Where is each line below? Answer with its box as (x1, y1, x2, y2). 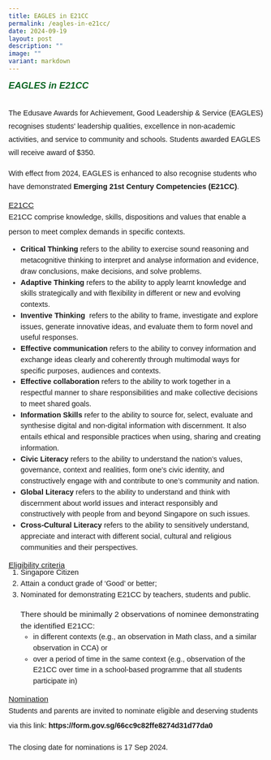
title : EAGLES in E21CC (8, 11, 89, 20)
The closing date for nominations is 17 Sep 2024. (8, 743, 169, 752)
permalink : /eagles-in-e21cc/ (8, 19, 111, 28)
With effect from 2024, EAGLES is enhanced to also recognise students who (8, 168, 257, 178)
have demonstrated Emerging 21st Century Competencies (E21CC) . (8, 182, 239, 191)
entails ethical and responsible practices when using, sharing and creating (19, 432, 261, 442)
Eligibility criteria (8, 560, 66, 570)
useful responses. (19, 333, 79, 342)
